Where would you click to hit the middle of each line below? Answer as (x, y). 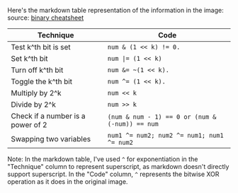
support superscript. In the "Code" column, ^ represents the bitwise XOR (113, 174)
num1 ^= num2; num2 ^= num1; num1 (166, 135)
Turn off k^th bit (37, 70)
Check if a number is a (49, 116)
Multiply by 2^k (36, 93)
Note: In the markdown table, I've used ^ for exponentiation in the (103, 159)
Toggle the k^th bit (42, 82)
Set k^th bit (29, 58)
